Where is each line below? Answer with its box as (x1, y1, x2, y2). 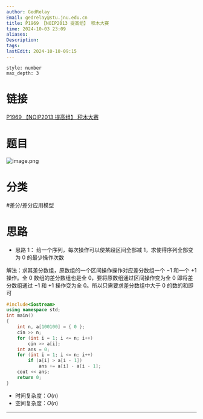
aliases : (6, 31, 28, 38)
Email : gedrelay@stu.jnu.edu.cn (6, 15, 88, 21)
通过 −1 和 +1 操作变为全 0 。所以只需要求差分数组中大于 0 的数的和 (22, 282, 188, 289)
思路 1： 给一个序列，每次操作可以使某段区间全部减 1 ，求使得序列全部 (14, 246, 188, 253)
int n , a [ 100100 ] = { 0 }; (17, 324, 85, 330)
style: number (6, 65, 42, 71)
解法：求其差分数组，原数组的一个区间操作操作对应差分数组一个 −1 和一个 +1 (6, 266, 197, 274)
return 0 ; (17, 374, 42, 380)
